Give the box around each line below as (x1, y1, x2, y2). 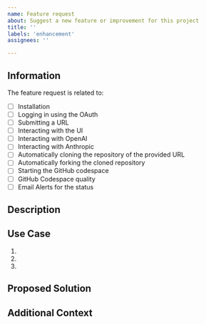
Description (7, 204, 61, 216)
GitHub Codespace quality (17, 174, 96, 183)
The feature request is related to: (7, 88, 104, 97)
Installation (17, 102, 50, 110)
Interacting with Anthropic (17, 142, 95, 151)
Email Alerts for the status (17, 182, 94, 191)
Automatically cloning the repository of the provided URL (17, 150, 185, 159)
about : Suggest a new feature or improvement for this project (7, 17, 200, 24)
